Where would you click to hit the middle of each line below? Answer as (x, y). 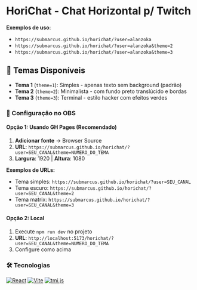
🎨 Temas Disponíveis (46, 71)
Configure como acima (43, 249)
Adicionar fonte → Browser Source (58, 140)
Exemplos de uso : (29, 27)
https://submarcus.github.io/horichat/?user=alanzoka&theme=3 (94, 52)
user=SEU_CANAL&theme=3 (44, 205)
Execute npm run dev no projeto (53, 232)
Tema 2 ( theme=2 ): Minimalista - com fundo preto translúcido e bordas (101, 91)
